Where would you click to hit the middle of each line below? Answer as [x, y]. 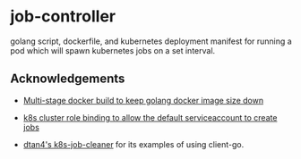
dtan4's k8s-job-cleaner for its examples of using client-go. [133, 144]
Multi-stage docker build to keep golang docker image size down [143, 100]
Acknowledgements [68, 79]
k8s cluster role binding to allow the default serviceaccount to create [150, 117]
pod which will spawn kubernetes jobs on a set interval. [113, 50]
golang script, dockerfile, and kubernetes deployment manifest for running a [151, 41]
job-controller [63, 17]
